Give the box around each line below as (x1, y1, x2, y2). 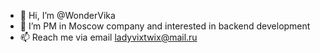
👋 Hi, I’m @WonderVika (19, 10, 116, 21)
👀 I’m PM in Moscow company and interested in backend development (19, 20, 311, 32)
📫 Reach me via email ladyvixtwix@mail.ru (19, 31, 198, 43)
